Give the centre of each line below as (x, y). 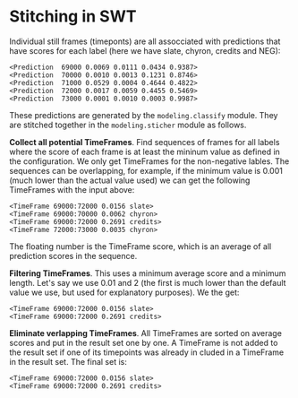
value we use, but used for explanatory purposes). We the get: (124, 292)
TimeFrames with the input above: (72, 189)
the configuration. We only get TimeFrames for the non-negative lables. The (149, 161)
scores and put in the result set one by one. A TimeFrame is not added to (144, 342)
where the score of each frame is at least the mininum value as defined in (145, 151)
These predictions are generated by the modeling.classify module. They (144, 115)
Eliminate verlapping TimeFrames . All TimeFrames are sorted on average (145, 333)
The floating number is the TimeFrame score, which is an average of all (140, 246)
